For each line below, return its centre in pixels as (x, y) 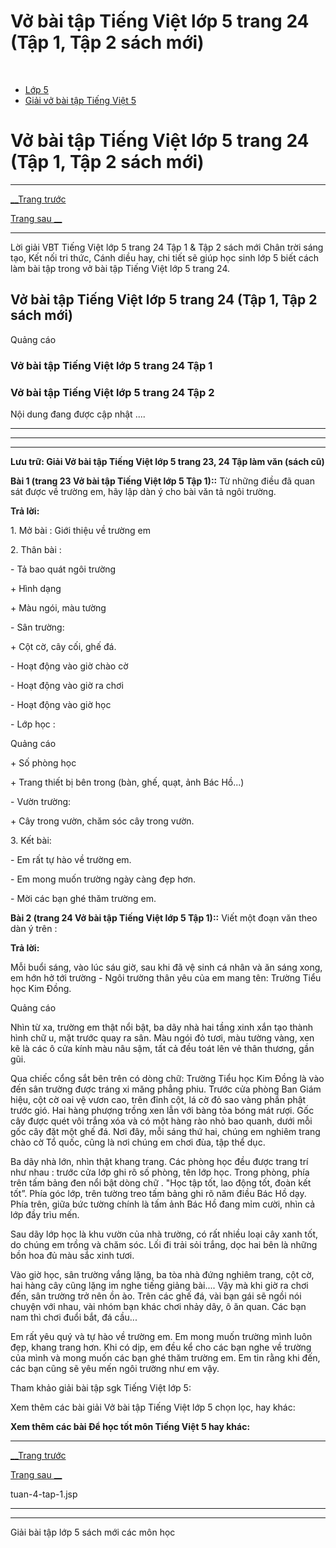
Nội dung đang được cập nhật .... (78, 414)
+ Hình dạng (36, 588)
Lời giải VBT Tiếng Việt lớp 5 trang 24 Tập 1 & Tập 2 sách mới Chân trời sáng (167, 247)
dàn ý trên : (34, 928)
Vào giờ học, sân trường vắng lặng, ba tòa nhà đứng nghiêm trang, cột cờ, (162, 1274)
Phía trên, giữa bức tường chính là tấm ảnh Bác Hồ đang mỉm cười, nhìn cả (163, 1204)
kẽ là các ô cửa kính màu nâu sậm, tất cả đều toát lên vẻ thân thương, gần (162, 1048)
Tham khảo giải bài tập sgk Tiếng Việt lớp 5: (101, 1387)
